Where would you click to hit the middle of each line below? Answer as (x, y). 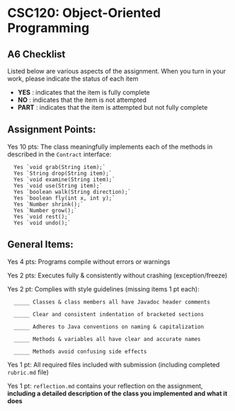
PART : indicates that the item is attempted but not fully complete (113, 107)
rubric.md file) (28, 372)
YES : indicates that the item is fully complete (84, 92)
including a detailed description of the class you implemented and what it (117, 393)
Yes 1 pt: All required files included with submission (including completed (114, 364)
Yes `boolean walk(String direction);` (73, 192)
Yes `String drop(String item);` (63, 173)
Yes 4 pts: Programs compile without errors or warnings (89, 261)
